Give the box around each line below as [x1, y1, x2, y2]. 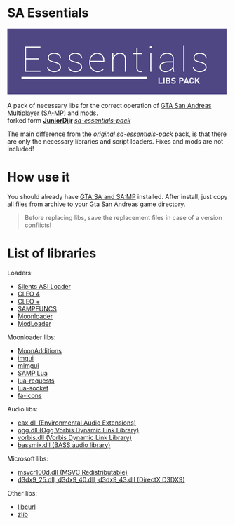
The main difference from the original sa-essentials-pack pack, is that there [7, 130, 227, 138]
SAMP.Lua [17, 369, 48, 377]
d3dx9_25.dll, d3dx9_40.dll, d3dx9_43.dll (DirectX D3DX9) [17, 475, 185, 484]
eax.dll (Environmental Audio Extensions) [17, 418, 137, 427]
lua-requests [17, 376, 55, 385]
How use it [7, 170, 70, 185]
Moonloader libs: [7, 333, 56, 341]
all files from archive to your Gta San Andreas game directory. [7, 200, 186, 208]
